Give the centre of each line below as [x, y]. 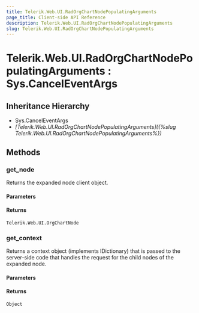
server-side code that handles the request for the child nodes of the [90, 258]
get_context [24, 238]
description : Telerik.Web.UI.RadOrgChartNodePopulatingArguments [89, 23]
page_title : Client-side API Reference [56, 17]
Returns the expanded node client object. [57, 182]
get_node [20, 169]
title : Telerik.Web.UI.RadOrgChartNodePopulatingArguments [82, 12]
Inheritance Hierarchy [48, 106]
